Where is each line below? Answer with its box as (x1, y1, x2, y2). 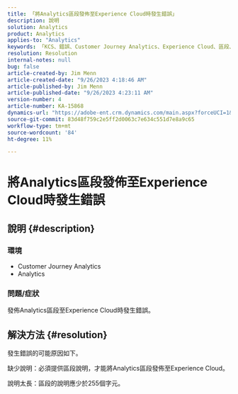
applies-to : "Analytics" (7, 37, 81, 44)
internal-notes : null (7, 57, 72, 64)
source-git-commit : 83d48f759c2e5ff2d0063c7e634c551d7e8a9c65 (7, 116, 195, 123)
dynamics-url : (7, 109, 50, 116)
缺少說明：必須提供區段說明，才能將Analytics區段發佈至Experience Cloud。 (7, 364, 229, 373)
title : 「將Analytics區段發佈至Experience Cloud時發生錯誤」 (7, 10, 178, 18)
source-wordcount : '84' (7, 129, 78, 136)
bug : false (7, 63, 40, 70)
